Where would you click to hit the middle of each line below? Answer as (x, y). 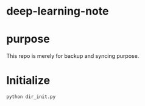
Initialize (28, 81)
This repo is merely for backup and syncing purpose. (73, 56)
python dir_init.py (31, 97)
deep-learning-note (58, 11)
